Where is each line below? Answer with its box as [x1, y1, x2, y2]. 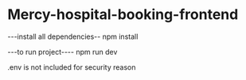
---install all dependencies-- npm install [7, 32, 139, 41]
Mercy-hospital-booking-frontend [7, 6, 239, 24]
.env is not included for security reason [7, 62, 136, 72]
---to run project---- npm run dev [7, 47, 118, 56]
